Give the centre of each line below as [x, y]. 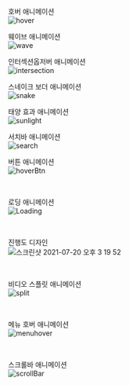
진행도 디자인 [28, 242]
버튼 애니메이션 [31, 162]
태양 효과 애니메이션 [38, 112]
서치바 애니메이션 [34, 137]
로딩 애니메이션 [31, 202]
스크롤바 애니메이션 [38, 365]
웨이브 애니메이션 [34, 37]
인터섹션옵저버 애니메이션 [47, 62]
